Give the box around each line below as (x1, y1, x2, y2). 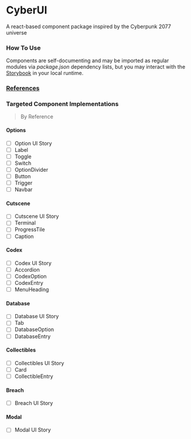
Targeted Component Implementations (6, 100, 119, 108)
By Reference (20, 113, 54, 120)
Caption (14, 233, 34, 240)
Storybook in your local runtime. (6, 70, 84, 77)
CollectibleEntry (14, 373, 54, 380)
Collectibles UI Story (14, 359, 64, 366)
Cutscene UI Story (14, 213, 59, 220)
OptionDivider (14, 166, 49, 173)
